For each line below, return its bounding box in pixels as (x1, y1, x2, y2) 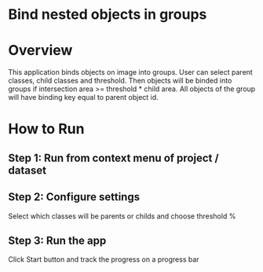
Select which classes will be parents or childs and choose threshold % (8, 211, 236, 221)
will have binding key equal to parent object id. (8, 93, 159, 102)
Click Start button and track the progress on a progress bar (8, 255, 199, 264)
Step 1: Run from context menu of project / (8, 151, 219, 164)
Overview (8, 42, 73, 60)
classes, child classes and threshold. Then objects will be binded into (8, 76, 232, 86)
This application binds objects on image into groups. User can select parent (8, 68, 253, 77)
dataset (8, 164, 47, 177)
